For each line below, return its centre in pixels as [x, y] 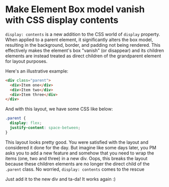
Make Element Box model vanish [75, 9]
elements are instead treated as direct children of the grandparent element [83, 56]
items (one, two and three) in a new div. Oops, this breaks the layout [76, 158]
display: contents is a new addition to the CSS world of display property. [83, 34]
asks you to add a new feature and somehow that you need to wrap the [80, 153]
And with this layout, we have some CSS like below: [59, 109]
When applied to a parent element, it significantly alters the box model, [79, 40]
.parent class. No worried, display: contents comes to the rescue [75, 169]
